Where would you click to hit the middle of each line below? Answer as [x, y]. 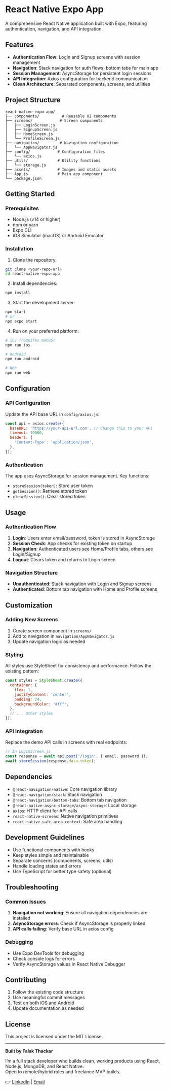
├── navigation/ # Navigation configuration [62, 143]
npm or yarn [25, 225]
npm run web [18, 373]
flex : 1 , [24, 690]
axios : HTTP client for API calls [45, 811]
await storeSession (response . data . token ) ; [51, 761]
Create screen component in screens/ [52, 630]
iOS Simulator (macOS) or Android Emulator [58, 236]
